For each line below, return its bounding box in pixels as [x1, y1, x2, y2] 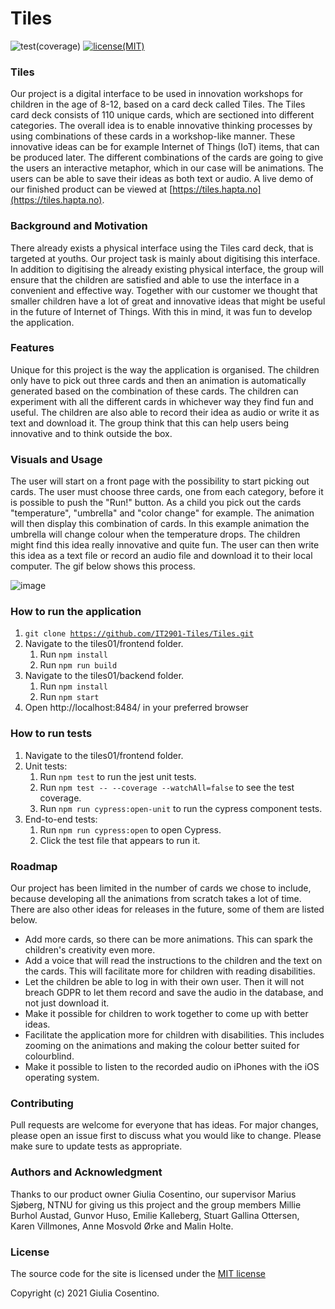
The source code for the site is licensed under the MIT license [10, 1267, 266, 1279]
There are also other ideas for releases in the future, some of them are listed [10, 903, 325, 916]
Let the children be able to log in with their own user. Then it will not [24, 976, 305, 988]
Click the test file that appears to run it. [39, 834, 201, 846]
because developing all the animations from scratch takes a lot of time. [10, 893, 302, 905]
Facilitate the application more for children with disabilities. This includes [24, 1029, 325, 1041]
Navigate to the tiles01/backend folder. [24, 670, 185, 682]
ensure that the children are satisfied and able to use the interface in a [10, 273, 300, 286]
